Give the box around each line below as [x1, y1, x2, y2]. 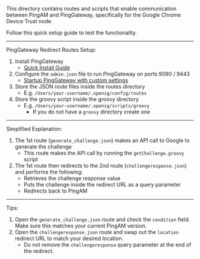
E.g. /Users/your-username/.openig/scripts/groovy [23, 102, 150, 109]
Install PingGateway [14, 58, 64, 65]
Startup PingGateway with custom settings [23, 77, 129, 84]
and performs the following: [14, 169, 83, 175]
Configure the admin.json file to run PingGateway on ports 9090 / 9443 [14, 71, 190, 77]
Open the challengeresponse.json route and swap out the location [14, 229, 179, 235]
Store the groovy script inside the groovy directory [14, 96, 139, 103]
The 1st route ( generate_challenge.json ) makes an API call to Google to [14, 137, 190, 144]
